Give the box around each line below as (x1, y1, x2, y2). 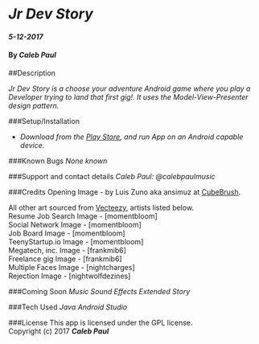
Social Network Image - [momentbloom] (8, 219, 142, 229)
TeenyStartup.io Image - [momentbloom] (8, 236, 144, 246)
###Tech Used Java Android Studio (8, 302, 128, 312)
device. (19, 140, 45, 149)
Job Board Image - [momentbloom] (8, 228, 126, 238)
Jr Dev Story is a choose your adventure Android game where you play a (8, 84, 251, 93)
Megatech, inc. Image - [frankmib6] (8, 245, 127, 255)
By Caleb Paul (8, 50, 56, 60)
